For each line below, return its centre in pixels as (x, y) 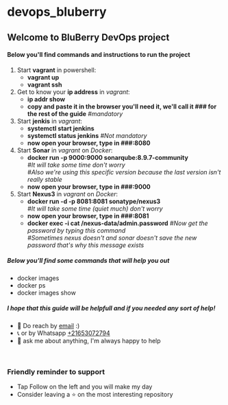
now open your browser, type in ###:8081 (88, 216)
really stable (45, 179)
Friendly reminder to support (56, 371)
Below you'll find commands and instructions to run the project (99, 55)
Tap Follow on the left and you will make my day (85, 387)
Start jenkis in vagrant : (49, 121)
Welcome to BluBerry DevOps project (88, 37)
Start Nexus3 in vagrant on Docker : (67, 194)
